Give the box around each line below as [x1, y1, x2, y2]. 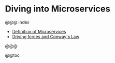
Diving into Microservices [5, 3, 111, 14]
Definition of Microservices [12, 28, 66, 34]
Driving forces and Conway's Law [12, 34, 80, 39]
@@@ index [5, 19, 30, 25]
